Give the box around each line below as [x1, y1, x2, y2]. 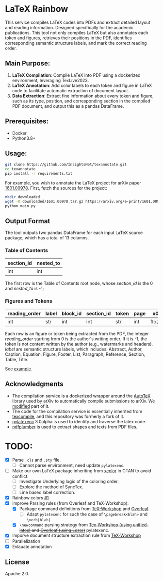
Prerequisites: [5, 117, 49, 126]
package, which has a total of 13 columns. [5, 235, 89, 241]
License [5, 558, 30, 566]
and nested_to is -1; [5, 285, 44, 291]
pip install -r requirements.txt [5, 171, 73, 176]
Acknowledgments [5, 380, 64, 388]
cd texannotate [5, 166, 36, 172]
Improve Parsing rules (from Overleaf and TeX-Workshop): [12, 500, 129, 506]
